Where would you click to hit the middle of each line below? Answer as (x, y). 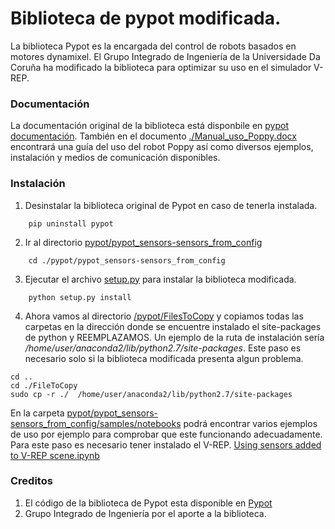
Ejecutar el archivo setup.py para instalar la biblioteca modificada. (160, 279)
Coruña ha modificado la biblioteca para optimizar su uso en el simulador (161, 67)
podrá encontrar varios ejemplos (250, 423)
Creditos (31, 481)
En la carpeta (37, 413)
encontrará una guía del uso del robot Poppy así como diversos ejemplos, (162, 147)
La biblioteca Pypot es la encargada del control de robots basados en (153, 46)
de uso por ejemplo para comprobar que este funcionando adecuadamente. (166, 434)
